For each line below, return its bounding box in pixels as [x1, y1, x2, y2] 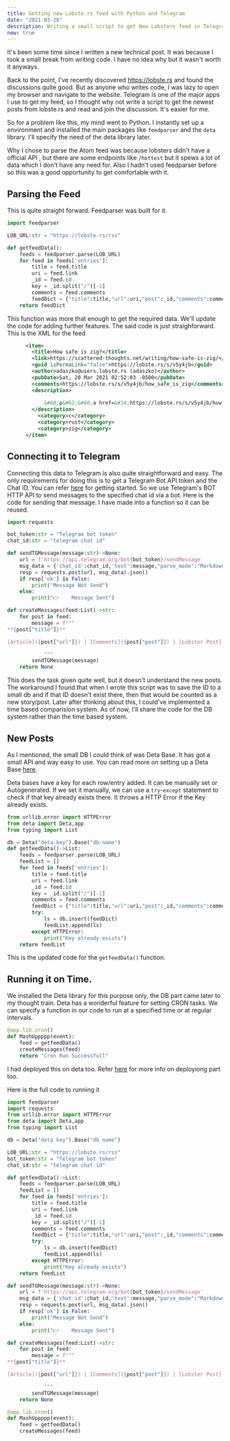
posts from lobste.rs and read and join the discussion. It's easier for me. [7, 105, 210, 113]
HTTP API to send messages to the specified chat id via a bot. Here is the [7, 490, 214, 499]
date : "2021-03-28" [7, 16, 63, 23]
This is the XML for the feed [7, 329, 86, 337]
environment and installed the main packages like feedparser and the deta [7, 126, 216, 134]
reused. [7, 506, 29, 514]
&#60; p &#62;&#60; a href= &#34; [43, 400, 130, 407]
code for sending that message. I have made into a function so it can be [7, 498, 210, 506]
